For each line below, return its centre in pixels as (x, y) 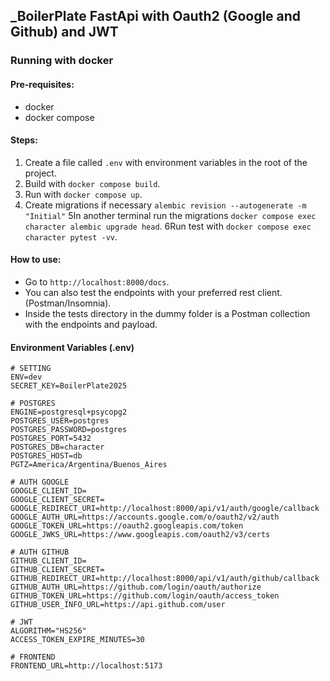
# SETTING (31, 369)
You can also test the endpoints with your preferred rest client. (153, 292)
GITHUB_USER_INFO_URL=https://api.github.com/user (118, 605)
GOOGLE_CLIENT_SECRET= (57, 500)
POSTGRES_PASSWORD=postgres (69, 430)
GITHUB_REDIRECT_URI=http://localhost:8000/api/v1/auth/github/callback (165, 579)
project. (40, 173)
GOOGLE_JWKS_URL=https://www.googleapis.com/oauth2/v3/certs (140, 535)
